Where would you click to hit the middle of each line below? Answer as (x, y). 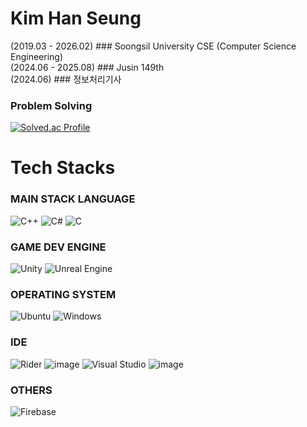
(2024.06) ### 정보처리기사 (66, 79)
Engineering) (37, 56)
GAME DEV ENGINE (58, 247)
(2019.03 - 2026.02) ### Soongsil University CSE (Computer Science (153, 46)
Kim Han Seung (76, 18)
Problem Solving (51, 105)
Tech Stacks (63, 168)
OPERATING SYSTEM (63, 294)
